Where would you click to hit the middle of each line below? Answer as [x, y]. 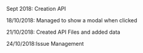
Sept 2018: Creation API [36, 9]
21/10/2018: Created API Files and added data [63, 32]
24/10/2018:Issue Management [45, 44]
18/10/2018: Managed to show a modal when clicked [72, 20]
